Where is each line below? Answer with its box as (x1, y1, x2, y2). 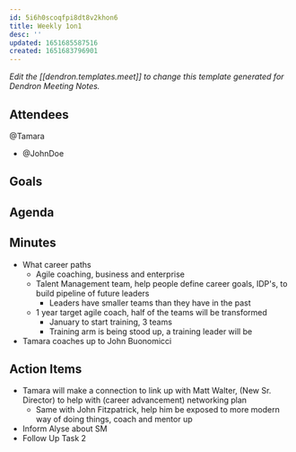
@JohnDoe (22, 147, 65, 158)
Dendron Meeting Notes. (9, 81, 100, 92)
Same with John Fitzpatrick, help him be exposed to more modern (35, 404, 281, 415)
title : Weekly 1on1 (9, 22, 83, 31)
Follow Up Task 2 (22, 433, 87, 444)
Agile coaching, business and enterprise (35, 269, 186, 279)
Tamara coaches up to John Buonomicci (22, 335, 172, 346)
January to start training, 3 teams (48, 316, 173, 327)
